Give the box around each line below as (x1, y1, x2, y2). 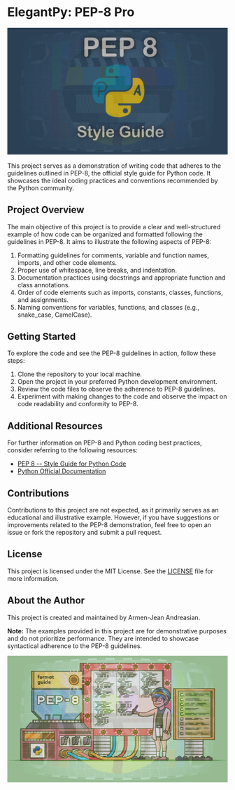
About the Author (7, 595, 85, 607)
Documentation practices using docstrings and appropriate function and (17, 273, 226, 282)
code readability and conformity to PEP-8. (17, 400, 138, 408)
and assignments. (17, 295, 69, 304)
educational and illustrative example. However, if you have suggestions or (7, 513, 220, 522)
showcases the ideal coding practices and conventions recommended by (7, 176, 218, 185)
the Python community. (7, 183, 75, 192)
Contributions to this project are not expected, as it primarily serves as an (7, 506, 219, 515)
